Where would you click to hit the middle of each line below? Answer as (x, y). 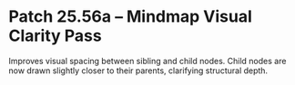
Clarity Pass (55, 36)
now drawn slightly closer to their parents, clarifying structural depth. (138, 71)
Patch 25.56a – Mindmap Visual (130, 17)
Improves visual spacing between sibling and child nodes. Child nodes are (147, 61)
